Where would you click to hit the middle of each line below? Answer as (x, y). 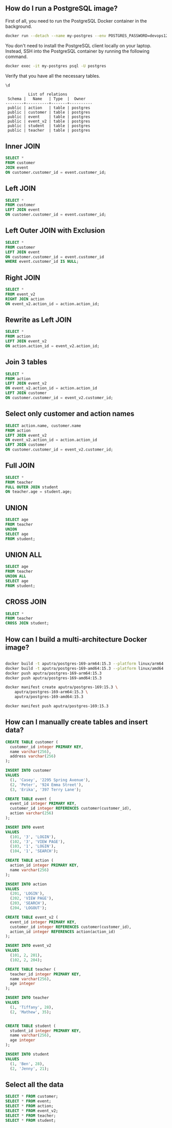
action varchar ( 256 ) (32, 813)
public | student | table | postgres (49, 126)
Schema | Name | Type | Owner (47, 99)
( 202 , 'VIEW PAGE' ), (32, 899)
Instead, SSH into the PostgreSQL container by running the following (78, 51)
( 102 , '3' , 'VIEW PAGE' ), (38, 841)
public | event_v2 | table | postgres (49, 121)
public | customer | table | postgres (49, 113)
